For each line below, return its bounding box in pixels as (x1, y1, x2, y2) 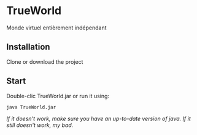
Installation (6, 42, 50, 52)
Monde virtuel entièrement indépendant (6, 24, 107, 31)
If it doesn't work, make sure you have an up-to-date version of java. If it (6, 115, 191, 123)
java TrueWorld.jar (6, 104, 56, 110)
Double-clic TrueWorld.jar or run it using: (6, 92, 109, 99)
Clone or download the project (6, 58, 83, 65)
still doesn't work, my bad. (6, 121, 74, 129)
